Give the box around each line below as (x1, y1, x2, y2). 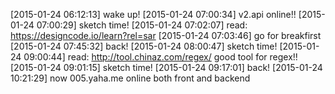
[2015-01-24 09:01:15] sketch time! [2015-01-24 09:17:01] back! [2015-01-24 (10, 62, 323, 73)
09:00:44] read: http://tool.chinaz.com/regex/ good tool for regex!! (23, 51, 298, 63)
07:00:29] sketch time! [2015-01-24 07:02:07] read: (36, 19, 248, 31)
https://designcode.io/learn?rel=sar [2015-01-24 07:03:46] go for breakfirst (10, 30, 322, 41)
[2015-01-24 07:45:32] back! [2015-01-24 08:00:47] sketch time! (10, 40, 278, 52)
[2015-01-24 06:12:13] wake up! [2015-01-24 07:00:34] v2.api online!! (10, 9, 297, 20)
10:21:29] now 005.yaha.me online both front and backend (10, 72, 251, 84)
